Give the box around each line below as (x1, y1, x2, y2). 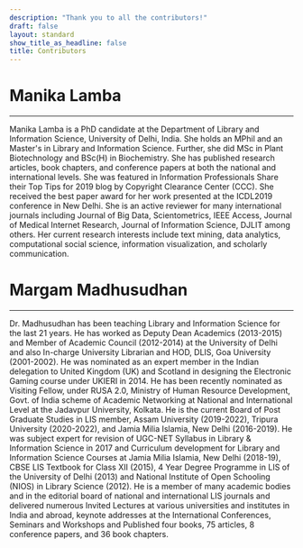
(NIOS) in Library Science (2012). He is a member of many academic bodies (9, 481, 291, 491)
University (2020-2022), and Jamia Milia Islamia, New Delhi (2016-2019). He (9, 424, 293, 434)
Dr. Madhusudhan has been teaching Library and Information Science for (9, 318, 281, 329)
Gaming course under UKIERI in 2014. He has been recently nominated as (9, 376, 282, 386)
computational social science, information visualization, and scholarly (9, 239, 268, 250)
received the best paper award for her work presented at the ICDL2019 (9, 191, 273, 202)
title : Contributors (9, 47, 87, 56)
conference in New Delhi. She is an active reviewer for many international (9, 200, 282, 212)
